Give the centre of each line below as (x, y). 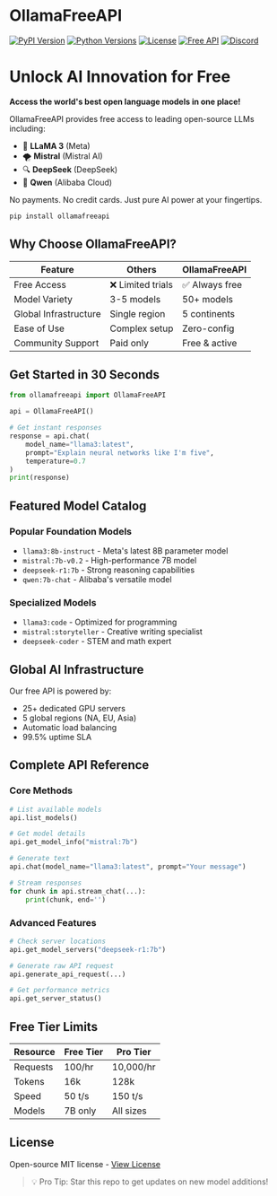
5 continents (209, 313)
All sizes (130, 1111)
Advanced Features (53, 922)
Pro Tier (134, 1052)
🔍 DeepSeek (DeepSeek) (70, 169)
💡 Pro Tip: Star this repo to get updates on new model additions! (150, 1182)
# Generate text (39, 859)
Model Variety (43, 299)
